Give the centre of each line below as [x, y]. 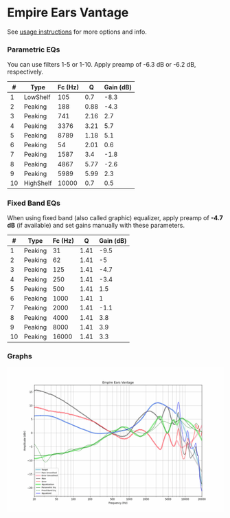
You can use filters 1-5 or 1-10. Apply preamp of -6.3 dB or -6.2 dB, [102, 65]
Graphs [20, 356]
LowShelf [37, 97]
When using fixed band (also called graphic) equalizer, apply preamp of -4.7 [115, 218]
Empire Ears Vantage [68, 13]
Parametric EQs [34, 50]
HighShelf [38, 183]
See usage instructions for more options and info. [77, 32]
